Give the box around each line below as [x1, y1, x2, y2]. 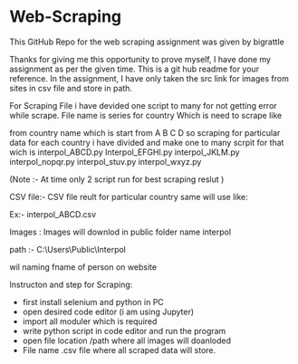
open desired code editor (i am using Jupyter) [22, 306, 195, 317]
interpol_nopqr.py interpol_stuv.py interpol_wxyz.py [9, 156, 202, 167]
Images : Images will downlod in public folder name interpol [9, 226, 232, 237]
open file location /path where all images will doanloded [22, 335, 232, 346]
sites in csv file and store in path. [9, 82, 133, 93]
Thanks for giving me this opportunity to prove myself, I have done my [9, 53, 272, 64]
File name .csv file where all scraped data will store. [22, 344, 216, 355]
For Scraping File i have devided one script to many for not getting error [9, 100, 278, 110]
